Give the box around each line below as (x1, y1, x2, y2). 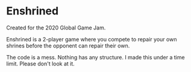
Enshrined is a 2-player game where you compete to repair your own (6, 35, 177, 43)
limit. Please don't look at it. (6, 60, 75, 67)
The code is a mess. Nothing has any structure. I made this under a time (6, 53, 185, 61)
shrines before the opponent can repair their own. (6, 42, 130, 49)
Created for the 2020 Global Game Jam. (6, 24, 106, 31)
